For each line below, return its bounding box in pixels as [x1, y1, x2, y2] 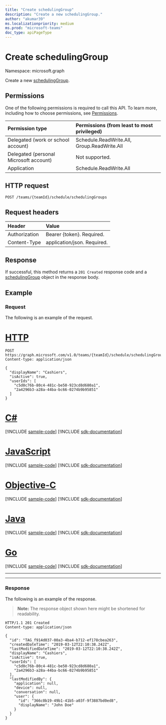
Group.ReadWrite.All [76, 142, 123, 149]
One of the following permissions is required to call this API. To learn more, [5, 105, 158, 111]
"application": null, [14, 681, 58, 686]
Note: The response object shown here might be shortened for [17, 605, 146, 611]
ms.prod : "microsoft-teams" [5, 26, 63, 31]
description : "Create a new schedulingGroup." [5, 12, 103, 17]
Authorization [7, 231, 39, 238]
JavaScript [5, 446, 51, 457]
